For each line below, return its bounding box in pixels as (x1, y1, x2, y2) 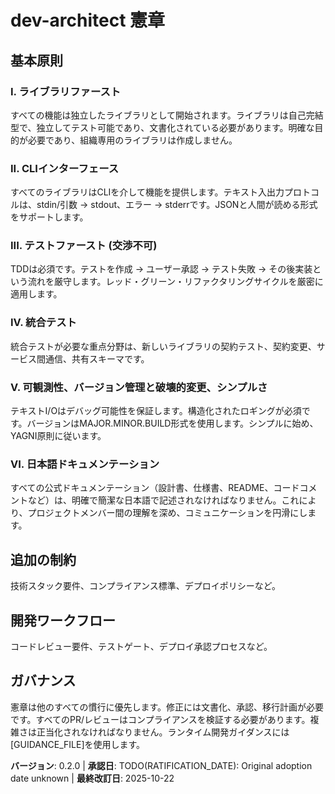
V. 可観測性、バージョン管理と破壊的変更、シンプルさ (10, 380, 268, 394)
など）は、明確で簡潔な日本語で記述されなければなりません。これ (27, 494, 300, 506)
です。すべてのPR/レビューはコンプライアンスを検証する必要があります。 (10, 713, 311, 725)
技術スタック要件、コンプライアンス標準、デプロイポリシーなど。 (10, 580, 282, 592)
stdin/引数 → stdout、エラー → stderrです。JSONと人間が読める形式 (36, 199, 318, 211)
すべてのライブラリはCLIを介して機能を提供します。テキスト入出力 (10, 186, 285, 198)
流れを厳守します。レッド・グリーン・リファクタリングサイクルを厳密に (27, 276, 324, 288)
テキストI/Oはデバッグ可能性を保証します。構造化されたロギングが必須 (10, 405, 302, 417)
